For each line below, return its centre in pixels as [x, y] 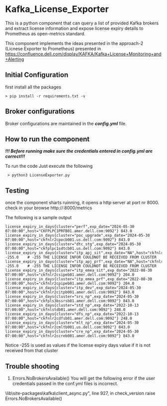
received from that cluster [32, 351]
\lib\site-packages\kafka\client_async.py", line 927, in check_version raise [80, 393]
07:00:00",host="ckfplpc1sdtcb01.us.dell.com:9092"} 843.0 [68, 249]
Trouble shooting [32, 366]
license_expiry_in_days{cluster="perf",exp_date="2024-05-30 [70, 227]
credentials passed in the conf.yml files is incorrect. [65, 384]
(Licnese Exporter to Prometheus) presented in [53, 48]
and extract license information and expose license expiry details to [74, 28]
